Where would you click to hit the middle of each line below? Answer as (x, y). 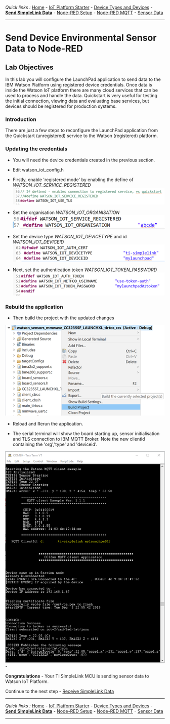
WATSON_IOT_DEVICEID (38, 242)
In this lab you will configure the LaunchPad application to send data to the (83, 79)
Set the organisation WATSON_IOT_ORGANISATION (66, 212)
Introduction (21, 119)
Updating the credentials (36, 149)
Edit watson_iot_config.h (38, 169)
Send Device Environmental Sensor (81, 38)
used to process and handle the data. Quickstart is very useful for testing (81, 95)
